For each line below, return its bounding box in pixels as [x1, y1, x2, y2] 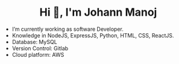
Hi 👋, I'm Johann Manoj [39, 5, 157, 19]
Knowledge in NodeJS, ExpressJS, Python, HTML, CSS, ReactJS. [11, 31, 174, 39]
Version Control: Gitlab [11, 45, 69, 52]
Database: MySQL [11, 38, 57, 45]
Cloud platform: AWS [11, 51, 64, 58]
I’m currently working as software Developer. [11, 25, 124, 33]
